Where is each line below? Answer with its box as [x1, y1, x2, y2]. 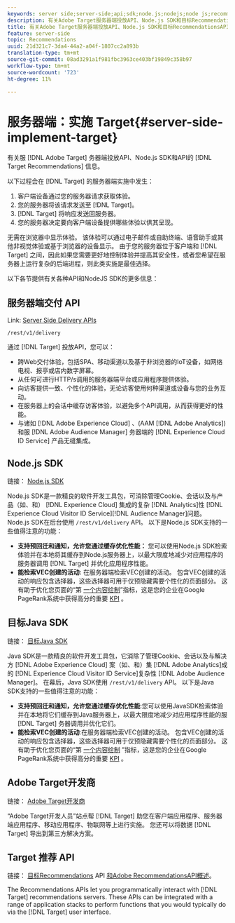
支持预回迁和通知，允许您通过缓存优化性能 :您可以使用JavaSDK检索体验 [17, 701, 224, 710]
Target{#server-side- [95, 114, 224, 130]
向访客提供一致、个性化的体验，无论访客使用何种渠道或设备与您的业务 [17, 384, 220, 393]
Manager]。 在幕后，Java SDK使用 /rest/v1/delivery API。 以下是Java [7, 678, 215, 686]
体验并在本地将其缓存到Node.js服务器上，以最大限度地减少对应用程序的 [17, 550, 224, 558]
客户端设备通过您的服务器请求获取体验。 [17, 192, 134, 201]
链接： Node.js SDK [7, 476, 64, 485]
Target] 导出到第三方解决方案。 [7, 829, 98, 837]
